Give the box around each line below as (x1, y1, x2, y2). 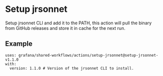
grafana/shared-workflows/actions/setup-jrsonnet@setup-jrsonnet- (18, 53, 159, 58)
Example (5, 40, 33, 48)
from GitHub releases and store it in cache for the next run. (5, 25, 125, 31)
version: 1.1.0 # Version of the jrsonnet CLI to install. (9, 66, 134, 71)
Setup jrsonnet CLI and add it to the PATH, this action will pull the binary (5, 20, 152, 26)
